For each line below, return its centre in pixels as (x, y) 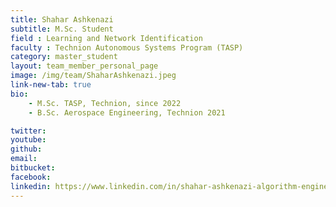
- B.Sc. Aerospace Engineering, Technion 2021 (127, 112)
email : (24, 159)
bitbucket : (33, 168)
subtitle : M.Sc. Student (62, 29)
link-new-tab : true (51, 85)
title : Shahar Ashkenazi (62, 19)
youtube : (28, 140)
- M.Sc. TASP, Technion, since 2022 (105, 103)
